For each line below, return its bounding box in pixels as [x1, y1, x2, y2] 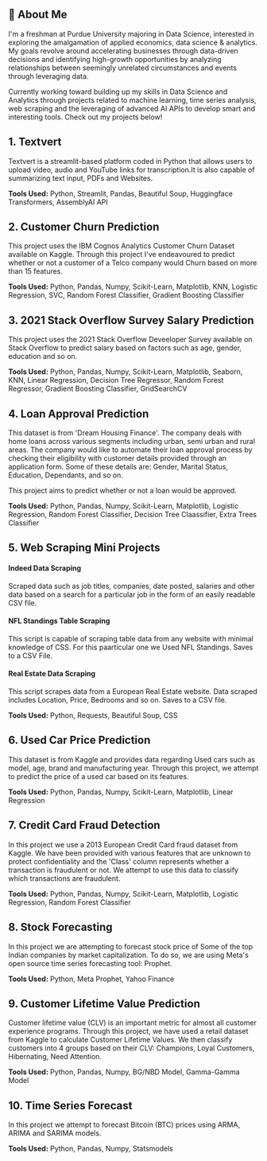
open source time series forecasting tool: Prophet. [8, 958, 172, 968]
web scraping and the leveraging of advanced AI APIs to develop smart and [8, 103, 256, 113]
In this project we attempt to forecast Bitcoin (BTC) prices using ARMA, [8, 1120, 241, 1130]
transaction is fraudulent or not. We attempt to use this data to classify [8, 865, 238, 875]
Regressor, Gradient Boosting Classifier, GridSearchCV [8, 384, 188, 394]
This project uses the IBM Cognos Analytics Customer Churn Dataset [8, 241, 234, 251]
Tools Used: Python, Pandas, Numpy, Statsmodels [8, 1143, 173, 1154]
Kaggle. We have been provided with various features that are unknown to [8, 848, 251, 858]
